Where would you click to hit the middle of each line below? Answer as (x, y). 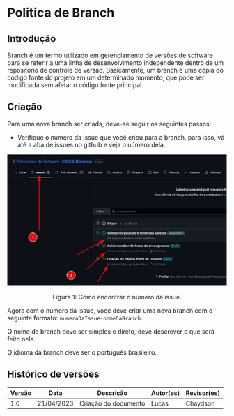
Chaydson (200, 403)
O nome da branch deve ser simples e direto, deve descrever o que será (111, 332)
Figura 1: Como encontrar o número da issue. (117, 297)
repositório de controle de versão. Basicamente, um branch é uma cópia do (116, 70)
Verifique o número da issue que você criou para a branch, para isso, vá (121, 137)
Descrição (112, 393)
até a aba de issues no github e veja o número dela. (91, 144)
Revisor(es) (203, 393)
